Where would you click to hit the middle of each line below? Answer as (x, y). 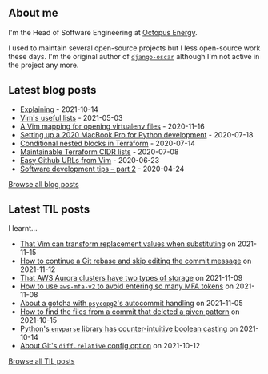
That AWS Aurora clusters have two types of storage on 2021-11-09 (131, 278)
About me (33, 13)
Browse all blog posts (44, 184)
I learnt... (23, 229)
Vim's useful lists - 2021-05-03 (71, 117)
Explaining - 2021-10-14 (59, 109)
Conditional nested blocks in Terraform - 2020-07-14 (108, 143)
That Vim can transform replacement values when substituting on (128, 244)
